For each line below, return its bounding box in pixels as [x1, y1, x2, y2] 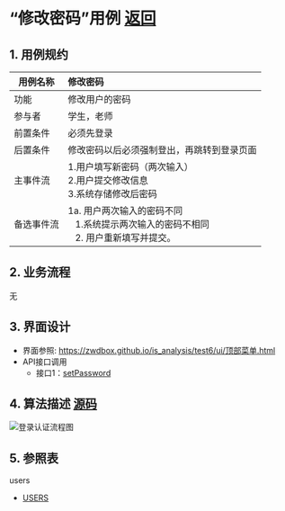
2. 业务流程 [9, 264, 71, 280]
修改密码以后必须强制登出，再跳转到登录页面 [67, 144, 258, 156]
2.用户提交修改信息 [67, 175, 148, 186]
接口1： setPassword [35, 367, 111, 378]
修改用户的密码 [67, 94, 132, 105]
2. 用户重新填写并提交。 [75, 231, 176, 244]
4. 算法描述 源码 [9, 397, 97, 412]
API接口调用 [22, 356, 67, 367]
